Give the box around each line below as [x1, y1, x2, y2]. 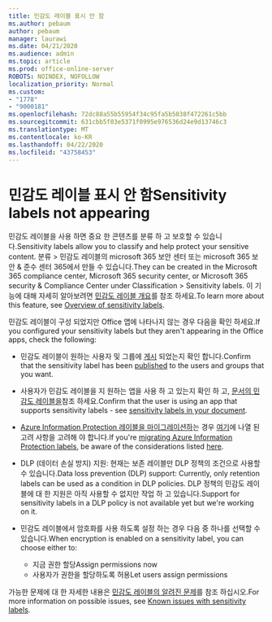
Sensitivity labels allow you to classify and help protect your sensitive [16, 242, 249, 252]
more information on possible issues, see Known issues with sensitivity [8, 596, 246, 607]
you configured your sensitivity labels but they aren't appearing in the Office [8, 326, 264, 336]
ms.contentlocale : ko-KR [8, 133, 93, 141]
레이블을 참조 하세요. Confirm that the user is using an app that [35, 396, 238, 406]
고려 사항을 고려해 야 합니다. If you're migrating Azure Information [19, 432, 233, 442]
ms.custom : [8, 87, 45, 96]
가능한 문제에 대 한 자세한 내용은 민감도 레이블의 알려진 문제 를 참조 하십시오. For [8, 587, 260, 597]
